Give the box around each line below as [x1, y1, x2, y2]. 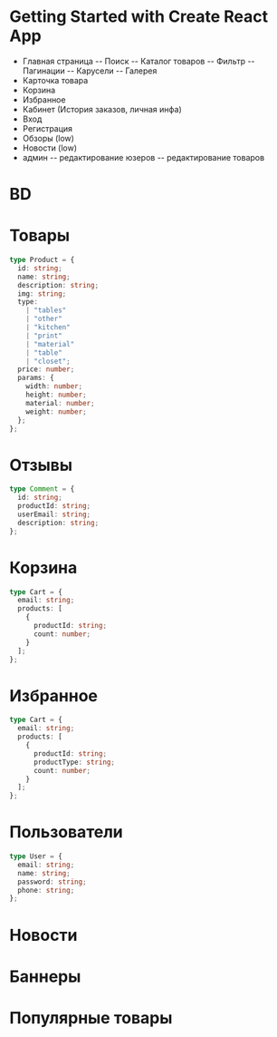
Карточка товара [22, 74, 89, 85]
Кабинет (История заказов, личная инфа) [22, 103, 183, 114]
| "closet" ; [25, 357, 71, 366]
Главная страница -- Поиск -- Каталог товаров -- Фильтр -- [22, 55, 255, 66]
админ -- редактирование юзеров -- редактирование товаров [22, 152, 265, 162]
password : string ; [17, 877, 88, 886]
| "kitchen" [25, 323, 71, 332]
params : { [17, 374, 54, 383]
